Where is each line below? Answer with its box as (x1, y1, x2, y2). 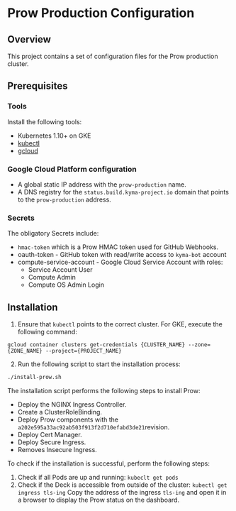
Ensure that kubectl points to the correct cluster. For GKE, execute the (17, 320, 223, 329)
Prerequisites (7, 80, 68, 92)
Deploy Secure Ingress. (17, 438, 86, 446)
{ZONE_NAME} (7, 348, 43, 355)
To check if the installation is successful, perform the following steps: (7, 459, 210, 468)
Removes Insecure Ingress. (17, 445, 97, 454)
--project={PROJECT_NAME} (45, 348, 122, 355)
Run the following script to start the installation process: (17, 360, 181, 368)
